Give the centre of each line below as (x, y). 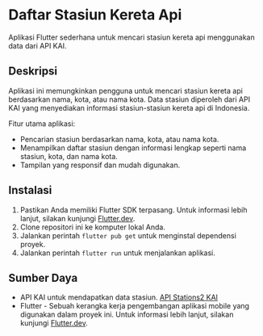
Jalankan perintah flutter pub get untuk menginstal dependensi (128, 235)
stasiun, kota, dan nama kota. (69, 156)
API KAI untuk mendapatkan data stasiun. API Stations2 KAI (119, 297)
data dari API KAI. (38, 45)
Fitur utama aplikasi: (42, 124)
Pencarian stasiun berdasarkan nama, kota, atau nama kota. (119, 139)
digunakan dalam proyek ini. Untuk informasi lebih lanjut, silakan (127, 315)
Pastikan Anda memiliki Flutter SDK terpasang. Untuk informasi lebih (134, 210)
